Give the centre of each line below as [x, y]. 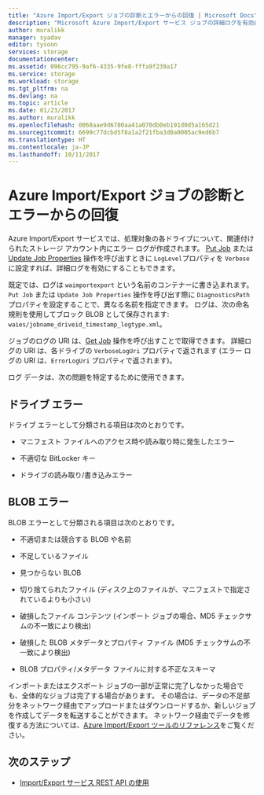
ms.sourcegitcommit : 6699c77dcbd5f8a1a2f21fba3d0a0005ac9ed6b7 [114, 132]
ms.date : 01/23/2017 [42, 111]
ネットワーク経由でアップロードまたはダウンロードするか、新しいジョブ [139, 705]
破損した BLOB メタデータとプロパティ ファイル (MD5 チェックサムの [132, 642]
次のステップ [39, 762]
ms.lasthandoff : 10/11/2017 [54, 154]
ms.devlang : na [33, 96]
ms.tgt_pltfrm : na [38, 88]
